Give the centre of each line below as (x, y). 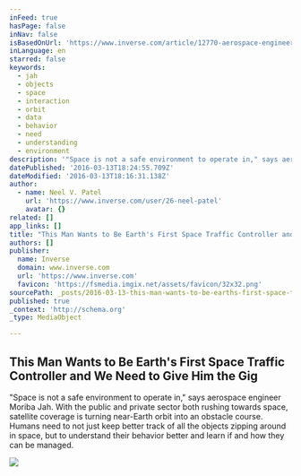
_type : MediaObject (46, 318)
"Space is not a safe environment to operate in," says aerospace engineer (146, 397)
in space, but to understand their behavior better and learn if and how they (147, 435)
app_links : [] (36, 226)
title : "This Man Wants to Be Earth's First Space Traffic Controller (144, 234)
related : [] (31, 217)
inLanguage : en (38, 51)
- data (30, 117)
